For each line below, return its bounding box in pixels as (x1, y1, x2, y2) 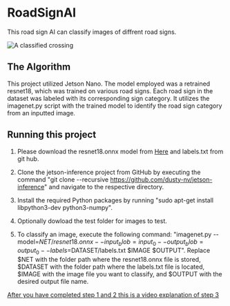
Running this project (7, 129, 97, 141)
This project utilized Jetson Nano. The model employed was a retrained (7, 79, 211, 88)
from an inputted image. (7, 108, 76, 117)
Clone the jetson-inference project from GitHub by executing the (17, 168, 201, 176)
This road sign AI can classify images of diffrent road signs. (7, 28, 177, 36)
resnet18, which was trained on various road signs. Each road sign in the (7, 86, 213, 95)
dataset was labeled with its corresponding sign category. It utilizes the (7, 94, 210, 102)
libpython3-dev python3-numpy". (17, 203, 113, 211)
